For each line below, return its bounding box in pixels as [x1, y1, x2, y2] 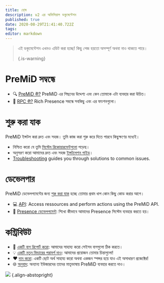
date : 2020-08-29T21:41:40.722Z [5, 21, 74, 27]
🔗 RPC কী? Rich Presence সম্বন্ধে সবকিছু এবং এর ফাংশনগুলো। [12, 98, 117, 104]
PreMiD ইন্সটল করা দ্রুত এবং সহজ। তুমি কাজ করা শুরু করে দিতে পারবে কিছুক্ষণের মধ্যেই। [5, 133, 140, 139]
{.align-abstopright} [11, 272, 53, 278]
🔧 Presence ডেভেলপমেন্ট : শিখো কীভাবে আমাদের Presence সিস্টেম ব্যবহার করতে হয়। [12, 208, 150, 215]
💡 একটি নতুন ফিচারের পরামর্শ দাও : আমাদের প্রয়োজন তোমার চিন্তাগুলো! [12, 249, 114, 255]
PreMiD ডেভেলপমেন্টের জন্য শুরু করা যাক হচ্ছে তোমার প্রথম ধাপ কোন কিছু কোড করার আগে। [5, 190, 144, 197]
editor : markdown [5, 31, 42, 36]
